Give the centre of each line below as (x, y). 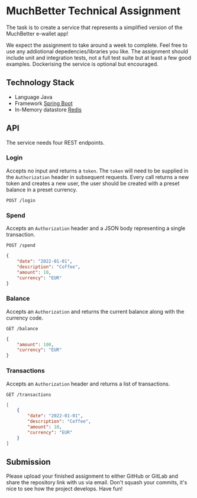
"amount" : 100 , (35, 344)
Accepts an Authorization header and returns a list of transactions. (88, 384)
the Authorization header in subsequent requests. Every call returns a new (98, 177)
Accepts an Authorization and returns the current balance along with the (95, 311)
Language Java (33, 97)
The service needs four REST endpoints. (55, 142)
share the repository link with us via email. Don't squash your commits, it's (97, 483)
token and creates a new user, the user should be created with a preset (93, 183)
